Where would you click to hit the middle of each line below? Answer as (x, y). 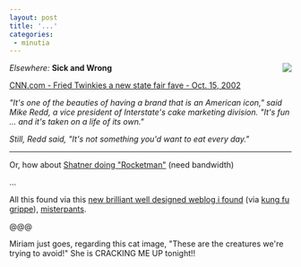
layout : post (34, 17)
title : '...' (34, 26)
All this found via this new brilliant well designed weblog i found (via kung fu (149, 200)
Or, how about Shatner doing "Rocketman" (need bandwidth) (122, 165)
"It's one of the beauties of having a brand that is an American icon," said (146, 103)
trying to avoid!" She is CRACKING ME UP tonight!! (103, 254)
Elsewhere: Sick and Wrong (61, 68)
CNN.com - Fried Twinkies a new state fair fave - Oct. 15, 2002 (125, 85)
